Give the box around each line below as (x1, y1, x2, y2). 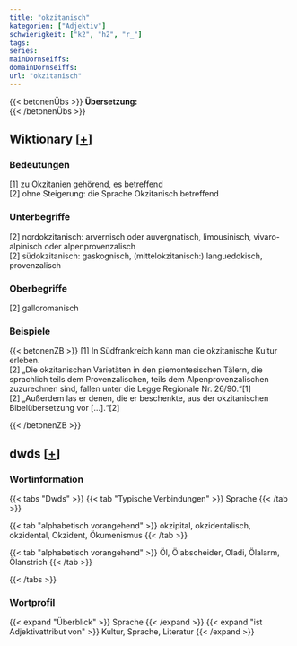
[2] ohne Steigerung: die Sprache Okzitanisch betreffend (9, 188, 220, 199)
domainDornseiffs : (9, 64, 78, 73)
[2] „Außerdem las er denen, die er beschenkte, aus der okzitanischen (9, 393, 269, 404)
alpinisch (9, 240, 43, 251)
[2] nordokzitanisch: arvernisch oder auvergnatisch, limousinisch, (9, 231, 252, 242)
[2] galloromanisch (9, 302, 79, 314)
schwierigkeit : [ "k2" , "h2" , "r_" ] (9, 30, 143, 39)
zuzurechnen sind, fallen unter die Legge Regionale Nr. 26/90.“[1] (9, 383, 251, 395)
